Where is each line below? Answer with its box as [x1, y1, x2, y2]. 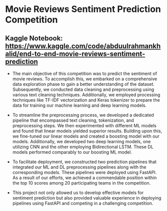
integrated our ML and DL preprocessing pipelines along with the [12, 164, 146, 170]
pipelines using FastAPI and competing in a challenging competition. [12, 201, 153, 206]
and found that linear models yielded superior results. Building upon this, [12, 128, 162, 134]
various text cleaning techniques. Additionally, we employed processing [12, 92, 160, 98]
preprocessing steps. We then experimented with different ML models [12, 123, 156, 128]
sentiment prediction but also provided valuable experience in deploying [12, 195, 161, 201]
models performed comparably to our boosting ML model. [12, 149, 132, 155]
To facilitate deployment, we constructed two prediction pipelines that [12, 159, 156, 165]
